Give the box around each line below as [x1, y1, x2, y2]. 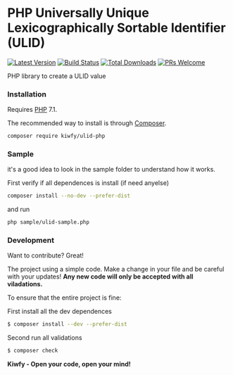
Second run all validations [7, 333, 82, 342]
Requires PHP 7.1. [7, 106, 58, 114]
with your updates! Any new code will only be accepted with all [7, 272, 194, 281]
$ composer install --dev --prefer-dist [7, 321, 128, 328]
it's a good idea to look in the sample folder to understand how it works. [7, 165, 216, 174]
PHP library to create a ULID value [7, 72, 106, 80]
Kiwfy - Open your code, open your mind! [7, 360, 132, 369]
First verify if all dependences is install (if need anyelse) [7, 179, 169, 187]
